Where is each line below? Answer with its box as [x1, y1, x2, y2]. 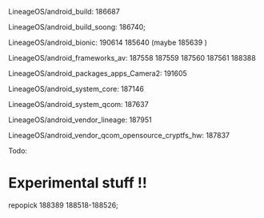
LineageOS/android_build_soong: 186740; [8, 22, 146, 31]
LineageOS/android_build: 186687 [8, 7, 120, 16]
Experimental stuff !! [8, 174, 148, 192]
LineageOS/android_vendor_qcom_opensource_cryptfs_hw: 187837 [8, 131, 230, 140]
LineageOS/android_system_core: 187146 [8, 84, 144, 93]
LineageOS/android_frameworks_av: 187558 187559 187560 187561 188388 [8, 54, 256, 62]
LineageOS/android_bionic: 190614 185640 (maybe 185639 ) [8, 38, 208, 47]
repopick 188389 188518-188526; [8, 200, 118, 210]
